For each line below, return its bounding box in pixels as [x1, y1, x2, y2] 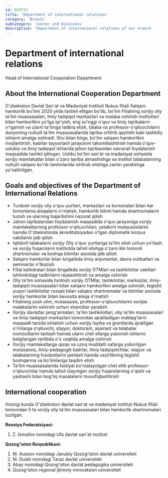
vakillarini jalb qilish [12, 234, 53, 241]
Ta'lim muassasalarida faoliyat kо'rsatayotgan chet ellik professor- [12, 363, 149, 369]
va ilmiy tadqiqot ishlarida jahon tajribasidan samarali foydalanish [21, 145, 155, 151]
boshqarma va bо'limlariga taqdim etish [12, 357, 94, 363]
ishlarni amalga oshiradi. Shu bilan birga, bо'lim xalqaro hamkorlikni [5, 135, 144, 141]
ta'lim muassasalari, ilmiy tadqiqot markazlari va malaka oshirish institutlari [5, 113, 159, 119]
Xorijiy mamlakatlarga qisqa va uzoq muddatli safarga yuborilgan [12, 341, 146, 347]
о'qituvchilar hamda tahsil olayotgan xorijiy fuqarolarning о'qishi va [12, 368, 151, 374]
